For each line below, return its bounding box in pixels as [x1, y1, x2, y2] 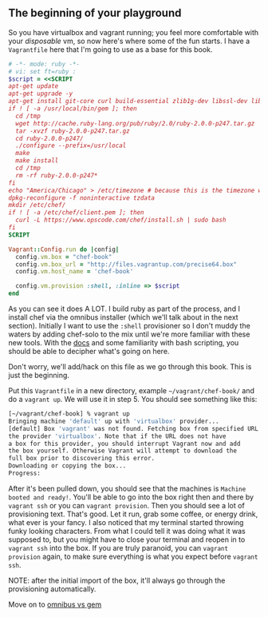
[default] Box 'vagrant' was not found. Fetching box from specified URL [8, 424, 259, 432]
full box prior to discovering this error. [8, 455, 156, 463]
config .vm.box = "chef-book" [15, 253, 112, 261]
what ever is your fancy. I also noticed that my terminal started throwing [8, 517, 244, 527]
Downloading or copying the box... [8, 462, 127, 470]
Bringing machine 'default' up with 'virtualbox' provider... [8, 417, 219, 425]
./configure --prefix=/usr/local [15, 141, 127, 150]
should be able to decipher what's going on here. [8, 347, 170, 356]
